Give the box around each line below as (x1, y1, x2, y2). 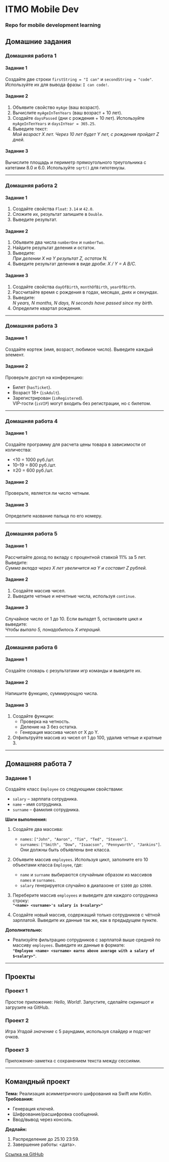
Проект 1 (5, 987, 28, 994)
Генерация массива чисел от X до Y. (20, 729, 99, 735)
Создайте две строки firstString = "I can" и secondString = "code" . (5, 76, 153, 82)
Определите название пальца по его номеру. (5, 513, 103, 519)
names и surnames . (20, 877, 56, 883)
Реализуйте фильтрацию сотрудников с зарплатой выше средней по (12, 937, 161, 943)
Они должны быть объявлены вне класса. (20, 847, 111, 853)
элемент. (5, 351, 25, 357)
